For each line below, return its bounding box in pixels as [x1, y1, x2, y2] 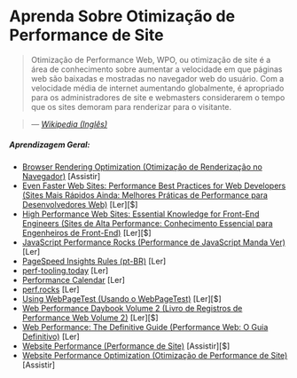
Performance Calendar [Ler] [21, 274, 126, 285]
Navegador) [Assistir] [21, 170, 101, 181]
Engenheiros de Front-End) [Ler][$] [21, 227, 152, 238]
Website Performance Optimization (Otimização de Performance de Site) [21, 350, 288, 360]
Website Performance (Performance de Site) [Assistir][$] [21, 340, 231, 351]
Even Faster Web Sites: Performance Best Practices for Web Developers [21, 180, 286, 191]
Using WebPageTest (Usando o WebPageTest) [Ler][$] [21, 293, 222, 303]
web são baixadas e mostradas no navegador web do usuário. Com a [30, 73, 285, 83]
